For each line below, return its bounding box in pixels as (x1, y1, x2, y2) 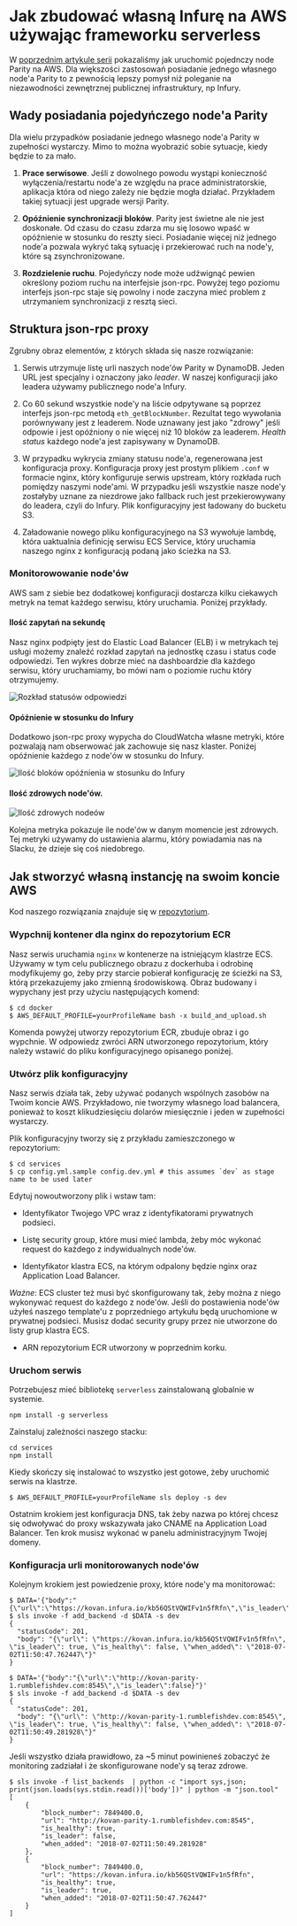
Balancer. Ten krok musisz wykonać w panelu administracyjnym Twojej (9, 1528, 268, 1538)
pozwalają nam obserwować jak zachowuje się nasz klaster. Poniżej (9, 741, 256, 751)
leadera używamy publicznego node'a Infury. (21, 381, 187, 391)
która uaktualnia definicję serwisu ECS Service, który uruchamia (21, 535, 256, 546)
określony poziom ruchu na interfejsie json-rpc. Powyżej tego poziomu (21, 277, 280, 288)
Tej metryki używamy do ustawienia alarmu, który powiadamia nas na (9, 834, 263, 844)
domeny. (9, 1537, 42, 1548)
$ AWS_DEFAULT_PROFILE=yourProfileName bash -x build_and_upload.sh (9, 1011, 267, 1020)
